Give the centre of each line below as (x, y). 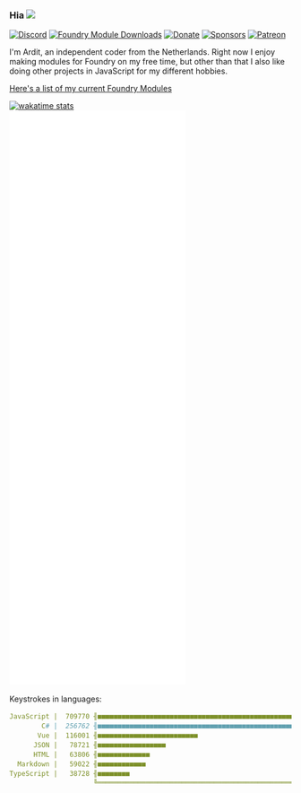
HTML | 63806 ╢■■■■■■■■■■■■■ (91, 754)
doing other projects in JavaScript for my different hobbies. (119, 71)
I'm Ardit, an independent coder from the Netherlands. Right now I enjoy (142, 52)
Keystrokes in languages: (56, 699)
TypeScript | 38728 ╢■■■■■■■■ (69, 773)
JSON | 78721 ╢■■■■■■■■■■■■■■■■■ (99, 745)
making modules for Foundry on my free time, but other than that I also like (147, 62)
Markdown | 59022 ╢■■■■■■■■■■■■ (82, 764)
